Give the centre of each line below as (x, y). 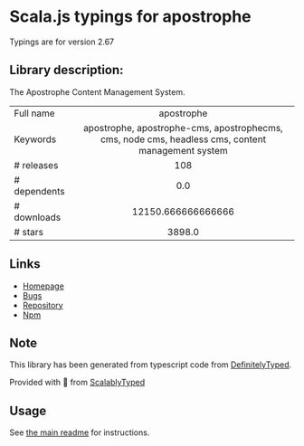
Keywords (35, 139)
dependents (39, 191)
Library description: (66, 70)
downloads (38, 217)
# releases (36, 165)
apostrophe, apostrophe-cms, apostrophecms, (183, 128)
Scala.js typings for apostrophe (130, 17)
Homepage (43, 286)
